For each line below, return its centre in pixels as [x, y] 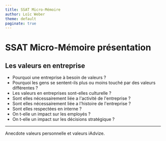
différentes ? [25, 88]
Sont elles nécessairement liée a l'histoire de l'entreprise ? [71, 104]
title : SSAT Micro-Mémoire [33, 10]
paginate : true [21, 23]
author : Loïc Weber [25, 14]
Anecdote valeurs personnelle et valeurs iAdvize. [55, 134]
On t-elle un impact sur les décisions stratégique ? [63, 119]
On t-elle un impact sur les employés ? [51, 114]
